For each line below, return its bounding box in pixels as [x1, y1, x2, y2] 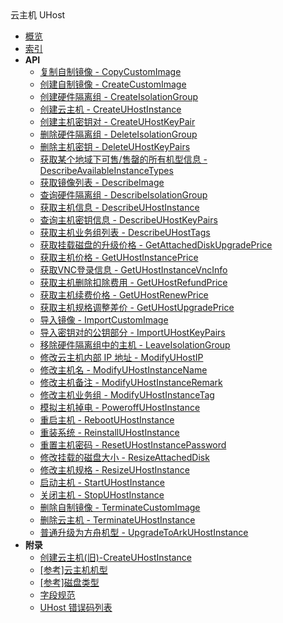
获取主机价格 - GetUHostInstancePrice [39, 252, 199, 263]
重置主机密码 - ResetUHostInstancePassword [39, 439, 227, 451]
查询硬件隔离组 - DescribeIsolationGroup [39, 189, 208, 201]
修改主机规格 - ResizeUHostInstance [39, 464, 190, 476]
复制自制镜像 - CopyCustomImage [39, 66, 182, 77]
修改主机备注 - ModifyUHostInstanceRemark [39, 377, 223, 388]
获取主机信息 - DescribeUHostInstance [39, 202, 200, 213]
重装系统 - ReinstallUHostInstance [39, 427, 180, 438]
